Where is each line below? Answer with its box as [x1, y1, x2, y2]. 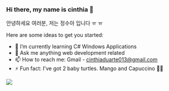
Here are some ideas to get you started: [6, 32, 104, 39]
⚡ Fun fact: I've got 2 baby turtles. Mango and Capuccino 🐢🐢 [14, 65, 164, 72]
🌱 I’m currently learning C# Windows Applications [14, 43, 137, 50]
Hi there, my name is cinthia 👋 [6, 5, 94, 14]
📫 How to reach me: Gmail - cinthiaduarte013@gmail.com [14, 56, 158, 63]
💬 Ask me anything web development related [14, 49, 125, 57]
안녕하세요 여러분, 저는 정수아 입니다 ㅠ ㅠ [6, 20, 103, 27]
